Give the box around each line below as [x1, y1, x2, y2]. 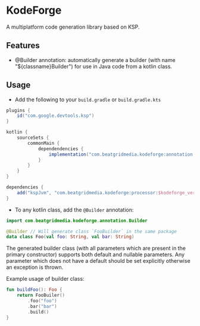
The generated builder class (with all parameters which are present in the [6, 245, 186, 252]
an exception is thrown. [6, 263, 64, 271]
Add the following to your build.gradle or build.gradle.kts [14, 96, 161, 103]
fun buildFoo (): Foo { [6, 287, 62, 293]
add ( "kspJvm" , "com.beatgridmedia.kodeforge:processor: [17, 190, 159, 195]
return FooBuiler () [17, 293, 65, 299]
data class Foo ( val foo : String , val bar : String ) [6, 234, 135, 240]
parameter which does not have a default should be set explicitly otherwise [6, 257, 190, 265]
